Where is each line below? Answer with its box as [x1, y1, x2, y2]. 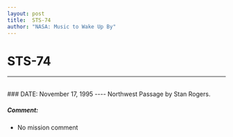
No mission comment [17, 123, 78, 132]
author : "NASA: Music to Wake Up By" [7, 23, 116, 30]
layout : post [7, 10, 45, 17]
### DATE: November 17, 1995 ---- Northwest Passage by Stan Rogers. [7, 90, 211, 98]
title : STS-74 [7, 17, 51, 24]
